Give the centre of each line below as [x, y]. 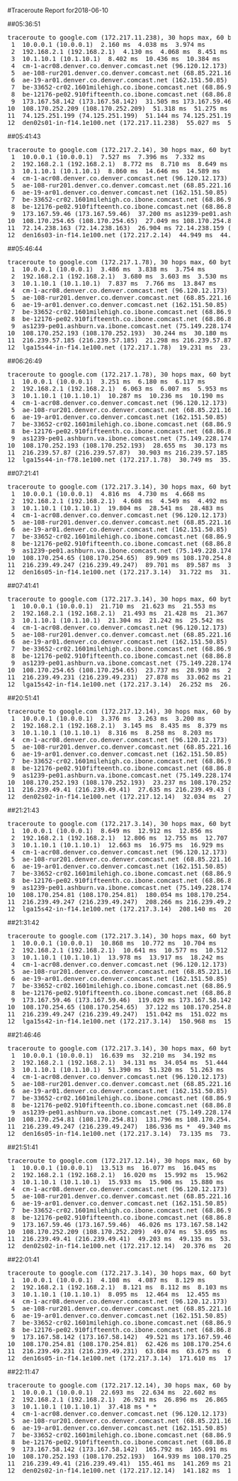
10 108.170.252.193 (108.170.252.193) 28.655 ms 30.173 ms [118, 446]
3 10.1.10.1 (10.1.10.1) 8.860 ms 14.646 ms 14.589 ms [116, 171]
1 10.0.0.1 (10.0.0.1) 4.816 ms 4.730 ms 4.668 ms [108, 494]
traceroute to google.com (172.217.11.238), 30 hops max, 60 [116, 37]
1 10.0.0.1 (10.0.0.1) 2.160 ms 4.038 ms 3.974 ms [108, 44]
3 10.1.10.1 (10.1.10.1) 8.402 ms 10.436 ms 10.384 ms [116, 59]
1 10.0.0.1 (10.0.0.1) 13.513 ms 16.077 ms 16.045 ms [114, 1168]
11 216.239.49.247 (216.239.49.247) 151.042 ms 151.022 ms [118, 1014]
